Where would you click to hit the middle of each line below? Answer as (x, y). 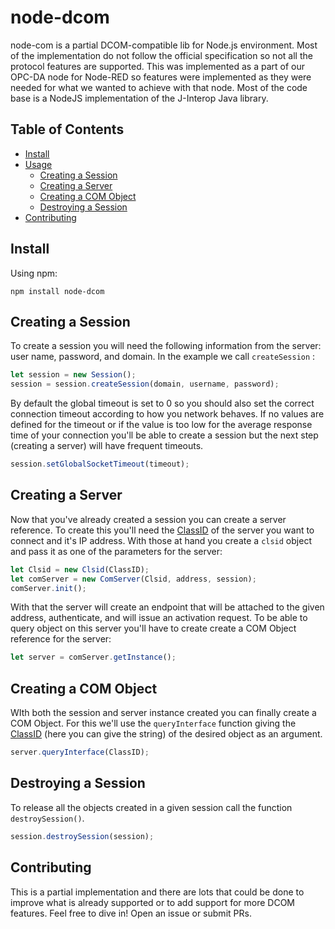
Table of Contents (67, 129)
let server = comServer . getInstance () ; (93, 657)
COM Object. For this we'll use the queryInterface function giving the (153, 723)
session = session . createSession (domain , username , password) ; (145, 384)
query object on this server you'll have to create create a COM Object (153, 628)
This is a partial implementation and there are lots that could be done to (157, 892)
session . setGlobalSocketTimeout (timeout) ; (100, 464)
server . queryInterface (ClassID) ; (80, 752)
